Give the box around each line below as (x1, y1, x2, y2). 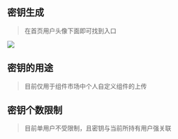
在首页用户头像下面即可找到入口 (24, 27, 117, 35)
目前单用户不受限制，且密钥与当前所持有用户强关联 (24, 124, 172, 133)
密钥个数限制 (7, 104, 63, 117)
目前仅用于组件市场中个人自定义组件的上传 (24, 82, 147, 90)
